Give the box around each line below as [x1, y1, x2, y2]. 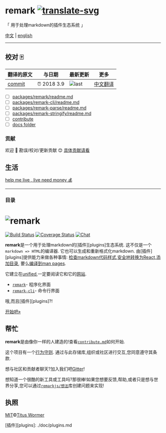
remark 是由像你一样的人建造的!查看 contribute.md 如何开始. [5, 338, 125, 344]
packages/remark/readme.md [12, 94, 73, 99]
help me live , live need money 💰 [5, 177, 73, 183]
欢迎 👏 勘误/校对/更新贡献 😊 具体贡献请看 [5, 147, 90, 153]
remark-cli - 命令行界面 [12, 288, 60, 294]
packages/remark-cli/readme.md [12, 99, 80, 105]
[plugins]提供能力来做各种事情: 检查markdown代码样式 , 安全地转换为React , [5, 254, 157, 260]
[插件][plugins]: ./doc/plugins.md [5, 422, 73, 428]
